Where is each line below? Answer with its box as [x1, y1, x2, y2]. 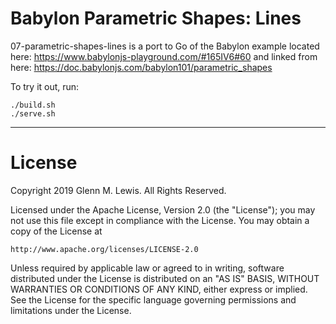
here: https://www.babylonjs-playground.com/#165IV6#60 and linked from [10, 50, 318, 62]
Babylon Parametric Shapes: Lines [10, 7, 302, 30]
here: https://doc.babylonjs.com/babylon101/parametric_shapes [10, 61, 273, 73]
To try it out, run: [10, 80, 80, 92]
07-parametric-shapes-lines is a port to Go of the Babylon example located [10, 40, 320, 52]
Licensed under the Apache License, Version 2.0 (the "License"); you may [10, 203, 316, 216]
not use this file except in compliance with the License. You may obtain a [10, 214, 310, 226]
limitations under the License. [10, 304, 132, 316]
